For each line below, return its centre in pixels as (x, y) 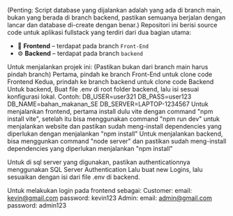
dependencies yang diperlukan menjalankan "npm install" (90, 149)
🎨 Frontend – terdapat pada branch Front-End (83, 46)
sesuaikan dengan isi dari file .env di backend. (74, 177)
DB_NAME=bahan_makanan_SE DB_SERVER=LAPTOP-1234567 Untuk (108, 104)
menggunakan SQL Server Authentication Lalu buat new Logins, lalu (105, 170)
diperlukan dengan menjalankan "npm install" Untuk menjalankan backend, (115, 134)
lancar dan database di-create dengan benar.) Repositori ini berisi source (112, 25)
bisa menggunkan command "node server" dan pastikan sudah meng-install (117, 141)
